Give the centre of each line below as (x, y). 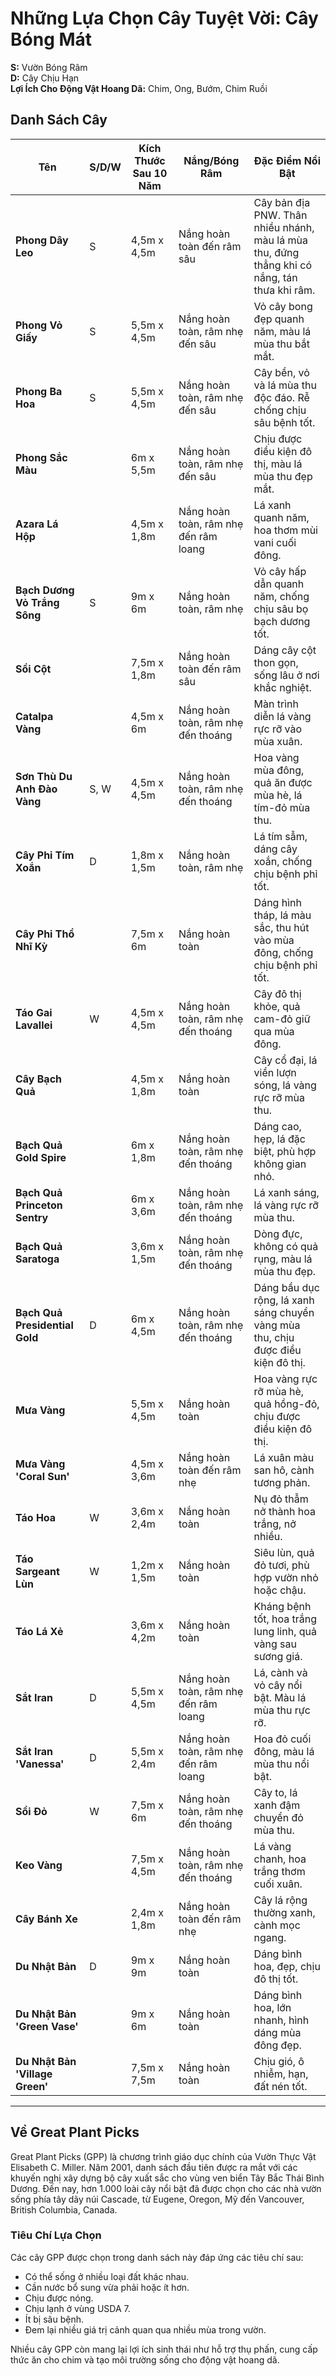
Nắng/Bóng (211, 160)
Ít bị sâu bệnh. (54, 2319)
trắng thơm (279, 1871)
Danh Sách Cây (59, 120)
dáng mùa (277, 2032)
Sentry (32, 1217)
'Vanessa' (40, 1764)
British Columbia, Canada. (64, 2209)
